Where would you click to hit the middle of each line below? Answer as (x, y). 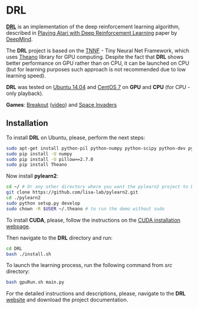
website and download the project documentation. (67, 300)
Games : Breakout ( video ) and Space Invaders (62, 104)
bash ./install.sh (29, 254)
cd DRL (14, 248)
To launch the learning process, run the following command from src (89, 265)
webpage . (18, 226)
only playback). (25, 93)
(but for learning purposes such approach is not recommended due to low (96, 69)
